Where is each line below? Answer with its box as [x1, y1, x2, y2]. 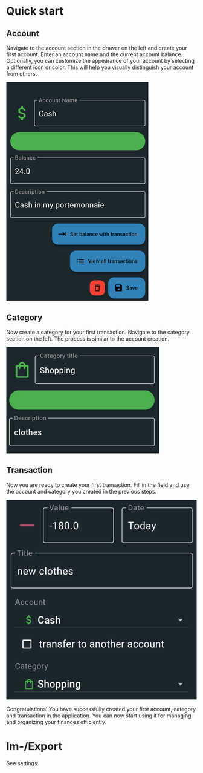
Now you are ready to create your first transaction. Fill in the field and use [6, 481, 190, 488]
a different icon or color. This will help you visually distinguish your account [6, 64, 194, 71]
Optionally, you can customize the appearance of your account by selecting [6, 57, 195, 64]
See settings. [6, 759, 39, 766]
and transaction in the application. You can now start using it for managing [6, 712, 192, 719]
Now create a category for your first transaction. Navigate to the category [6, 328, 190, 336]
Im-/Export [6, 740, 62, 754]
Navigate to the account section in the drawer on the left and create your [6, 44, 187, 51]
